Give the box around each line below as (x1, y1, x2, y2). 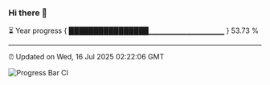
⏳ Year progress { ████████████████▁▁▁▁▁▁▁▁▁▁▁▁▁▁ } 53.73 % (8, 26, 260, 35)
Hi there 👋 (8, 7, 48, 18)
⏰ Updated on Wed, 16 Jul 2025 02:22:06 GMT (8, 52, 165, 62)
